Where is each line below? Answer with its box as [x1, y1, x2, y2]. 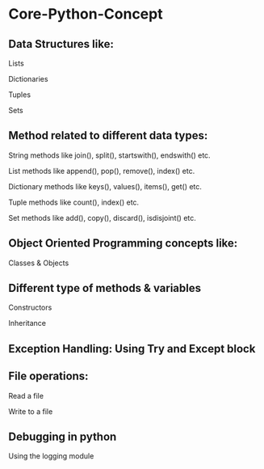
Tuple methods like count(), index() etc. [8, 197, 140, 207]
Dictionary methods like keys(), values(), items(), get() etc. [8, 181, 202, 191]
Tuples [8, 90, 31, 99]
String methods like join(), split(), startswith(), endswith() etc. [8, 150, 212, 160]
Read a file [8, 391, 44, 400]
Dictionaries [8, 74, 48, 83]
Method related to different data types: [8, 129, 208, 142]
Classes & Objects [8, 258, 69, 268]
